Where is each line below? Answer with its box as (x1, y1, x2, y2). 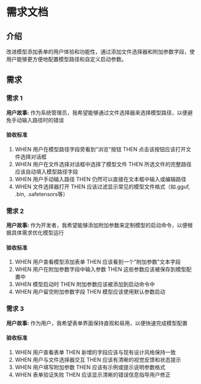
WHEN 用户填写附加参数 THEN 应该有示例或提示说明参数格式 (14, 363, 166, 371)
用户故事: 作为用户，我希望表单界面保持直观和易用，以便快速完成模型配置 (6, 319, 188, 327)
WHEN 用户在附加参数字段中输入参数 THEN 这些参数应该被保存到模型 (14, 266, 187, 273)
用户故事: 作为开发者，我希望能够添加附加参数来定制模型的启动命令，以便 (6, 222, 188, 229)
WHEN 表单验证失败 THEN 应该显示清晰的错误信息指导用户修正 (14, 371, 171, 378)
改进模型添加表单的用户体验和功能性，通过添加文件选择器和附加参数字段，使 (6, 48, 195, 55)
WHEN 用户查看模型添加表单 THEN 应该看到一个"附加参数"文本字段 (14, 258, 181, 266)
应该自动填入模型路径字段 (14, 168, 78, 175)
